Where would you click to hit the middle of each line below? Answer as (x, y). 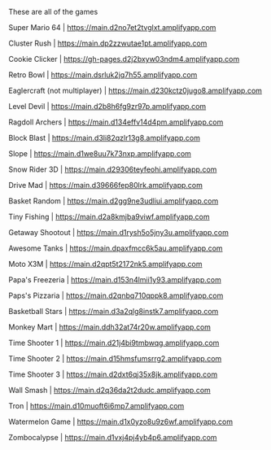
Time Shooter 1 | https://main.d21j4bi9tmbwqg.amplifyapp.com (114, 343)
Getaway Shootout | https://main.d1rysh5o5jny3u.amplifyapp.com (119, 232)
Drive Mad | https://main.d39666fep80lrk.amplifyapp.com (106, 185)
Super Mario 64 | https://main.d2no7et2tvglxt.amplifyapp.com (112, 27)
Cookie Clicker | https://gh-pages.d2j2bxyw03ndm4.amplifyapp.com (124, 59)
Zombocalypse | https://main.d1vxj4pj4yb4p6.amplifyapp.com (113, 437)
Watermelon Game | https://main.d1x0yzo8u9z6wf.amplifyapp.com (121, 422)
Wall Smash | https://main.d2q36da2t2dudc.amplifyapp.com (110, 390)
